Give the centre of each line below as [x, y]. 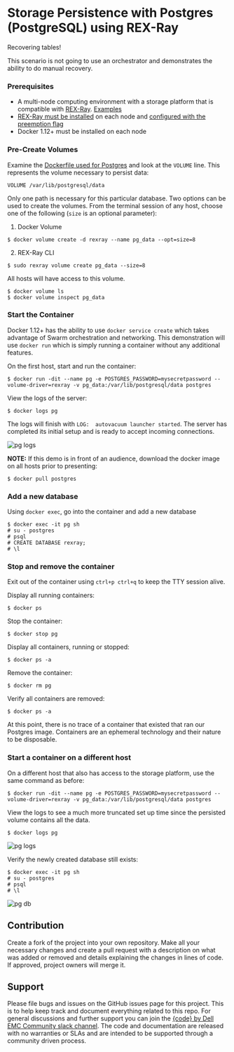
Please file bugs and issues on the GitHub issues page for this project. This [116, 1004]
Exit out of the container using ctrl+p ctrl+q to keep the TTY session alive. [116, 582]
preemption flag [41, 124]
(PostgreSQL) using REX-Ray [93, 28]
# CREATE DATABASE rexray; [47, 543]
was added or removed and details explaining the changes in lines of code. [116, 957]
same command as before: [46, 780]
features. [20, 353]
